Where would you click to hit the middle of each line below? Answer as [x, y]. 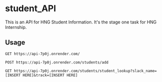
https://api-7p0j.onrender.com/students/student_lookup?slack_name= [85, 71]
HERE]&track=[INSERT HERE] [50, 75]
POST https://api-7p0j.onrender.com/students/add [57, 62]
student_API [31, 9]
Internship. [16, 27]
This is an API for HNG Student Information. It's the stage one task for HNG [81, 22]
